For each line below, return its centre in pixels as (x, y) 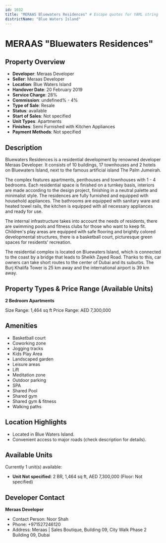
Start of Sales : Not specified (41, 116)
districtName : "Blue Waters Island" (43, 19)
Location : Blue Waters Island (42, 85)
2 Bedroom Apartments (30, 301)
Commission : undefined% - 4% (45, 100)
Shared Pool (25, 390)
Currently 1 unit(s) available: (34, 467)
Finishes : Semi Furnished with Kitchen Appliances (64, 127)
